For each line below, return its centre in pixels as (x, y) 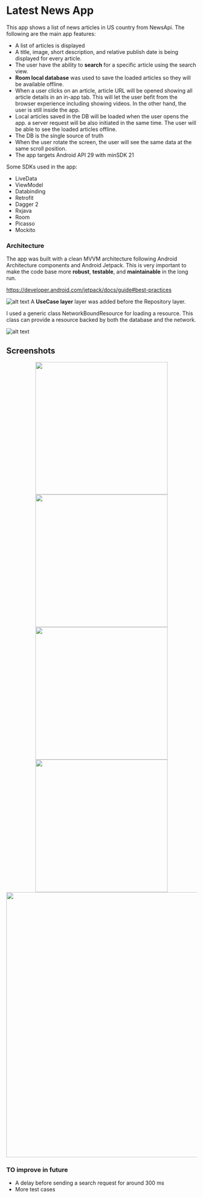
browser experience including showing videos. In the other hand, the (101, 103)
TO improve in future (37, 1170)
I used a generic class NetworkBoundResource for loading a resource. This (100, 313)
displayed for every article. (48, 58)
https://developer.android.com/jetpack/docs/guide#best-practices (89, 290)
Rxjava (23, 210)
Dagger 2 (27, 204)
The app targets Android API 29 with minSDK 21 (74, 155)
